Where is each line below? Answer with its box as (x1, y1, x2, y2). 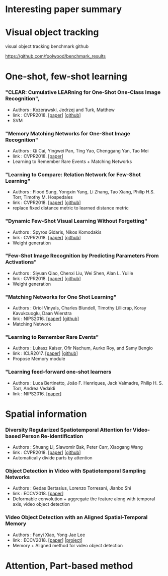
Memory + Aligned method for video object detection (12, 542, 123, 548)
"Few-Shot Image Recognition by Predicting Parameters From (5, 252, 159, 259)
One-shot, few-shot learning (5, 71, 127, 82)
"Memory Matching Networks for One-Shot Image (5, 130, 131, 137)
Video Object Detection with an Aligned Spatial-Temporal (5, 514, 148, 521)
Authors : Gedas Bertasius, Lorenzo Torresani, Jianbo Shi (12, 485, 132, 491)
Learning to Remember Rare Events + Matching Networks (12, 158, 132, 165)
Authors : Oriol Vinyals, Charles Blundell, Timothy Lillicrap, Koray (12, 305, 147, 311)
